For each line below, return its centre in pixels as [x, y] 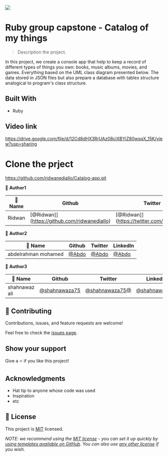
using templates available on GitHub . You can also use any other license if [82, 444]
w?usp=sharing [21, 144]
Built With [21, 99]
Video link [21, 127]
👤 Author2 [16, 233]
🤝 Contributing [28, 311]
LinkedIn [123, 245]
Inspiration [23, 395]
